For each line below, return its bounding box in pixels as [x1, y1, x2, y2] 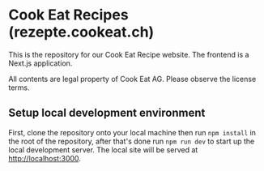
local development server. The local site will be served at [8, 144, 198, 155]
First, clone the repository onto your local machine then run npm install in [8, 127, 257, 137]
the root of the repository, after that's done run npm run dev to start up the [8, 136, 255, 146]
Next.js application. [8, 58, 73, 68]
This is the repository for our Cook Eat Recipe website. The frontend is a [8, 49, 249, 59]
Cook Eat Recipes [8, 6, 129, 24]
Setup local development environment [8, 106, 206, 120]
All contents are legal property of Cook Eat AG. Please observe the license [8, 74, 257, 83]
